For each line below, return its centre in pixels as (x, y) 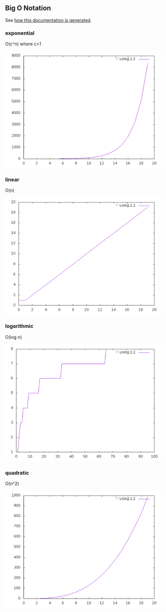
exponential (20, 33)
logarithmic (19, 326)
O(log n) (14, 337)
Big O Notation (28, 8)
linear (12, 180)
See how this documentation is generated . (48, 20)
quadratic (17, 473)
